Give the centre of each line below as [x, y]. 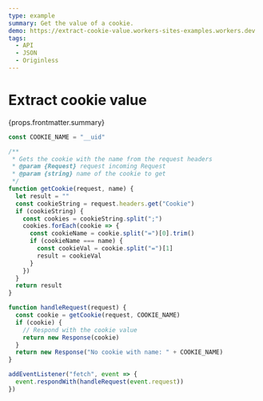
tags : [17, 38]
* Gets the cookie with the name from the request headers [112, 159]
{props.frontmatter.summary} [57, 122]
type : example [32, 16]
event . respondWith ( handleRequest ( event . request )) [100, 382]
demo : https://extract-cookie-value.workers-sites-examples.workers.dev [132, 30]
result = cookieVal [70, 256]
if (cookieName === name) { [76, 241]
